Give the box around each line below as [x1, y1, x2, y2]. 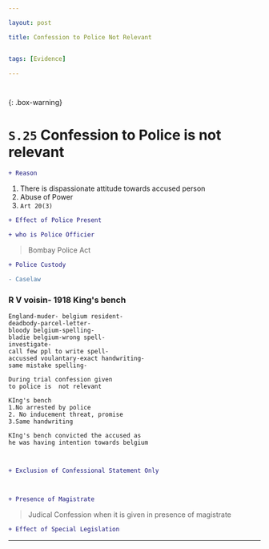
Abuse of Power [19, 192, 74, 202]
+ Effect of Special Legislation [8, 525, 120, 533]
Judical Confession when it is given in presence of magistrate [27, 510, 232, 519]
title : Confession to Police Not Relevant [8, 33, 152, 41]
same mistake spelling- [8, 361, 88, 369]
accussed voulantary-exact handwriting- [8, 354, 146, 362]
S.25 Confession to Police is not [8, 126, 222, 144]
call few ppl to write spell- [8, 347, 110, 355]
